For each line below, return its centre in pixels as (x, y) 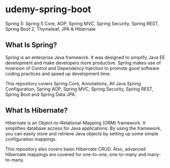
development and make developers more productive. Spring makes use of (83, 63)
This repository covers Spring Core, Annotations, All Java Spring (73, 83)
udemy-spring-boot (48, 9)
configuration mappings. (31, 139)
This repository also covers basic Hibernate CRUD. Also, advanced (76, 149)
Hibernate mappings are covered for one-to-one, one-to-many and (76, 154)
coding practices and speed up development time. (58, 74)
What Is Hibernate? (37, 111)
